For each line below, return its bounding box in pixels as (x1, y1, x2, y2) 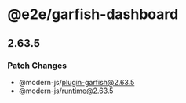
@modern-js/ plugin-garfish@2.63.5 (18, 77, 135, 87)
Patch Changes (7, 60, 67, 71)
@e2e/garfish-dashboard (7, 5, 179, 23)
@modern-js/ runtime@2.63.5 (18, 86, 114, 95)
